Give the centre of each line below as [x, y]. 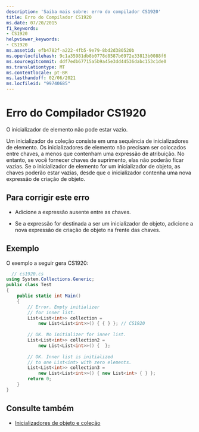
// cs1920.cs [28, 274]
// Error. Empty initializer [64, 307]
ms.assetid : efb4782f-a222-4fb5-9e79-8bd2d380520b [70, 51]
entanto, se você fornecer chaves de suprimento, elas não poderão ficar [95, 160]
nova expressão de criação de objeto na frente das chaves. [88, 230]
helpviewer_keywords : [33, 39]
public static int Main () [49, 296]
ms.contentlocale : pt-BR [37, 73]
